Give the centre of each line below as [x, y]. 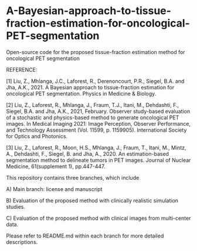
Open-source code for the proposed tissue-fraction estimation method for [96, 52]
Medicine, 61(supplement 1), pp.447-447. [56, 166]
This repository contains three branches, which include [73, 178]
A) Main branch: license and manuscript [54, 189]
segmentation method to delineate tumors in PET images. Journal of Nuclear [98, 160]
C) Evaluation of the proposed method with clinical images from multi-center [98, 218]
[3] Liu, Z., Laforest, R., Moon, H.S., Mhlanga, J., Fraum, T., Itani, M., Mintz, [96, 148]
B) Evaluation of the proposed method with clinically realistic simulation [92, 200]
